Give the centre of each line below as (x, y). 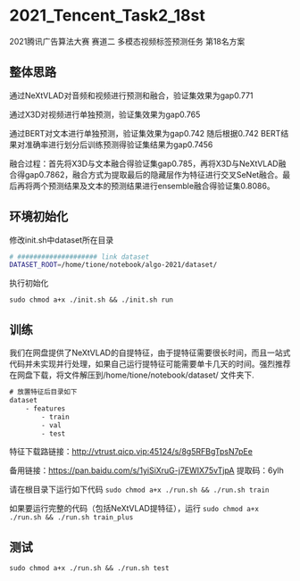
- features (46, 408)
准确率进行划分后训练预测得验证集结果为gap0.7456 (119, 145)
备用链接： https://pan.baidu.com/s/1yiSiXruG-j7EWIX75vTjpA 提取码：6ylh (146, 470)
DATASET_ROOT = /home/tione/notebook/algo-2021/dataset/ (113, 265)
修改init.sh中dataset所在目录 (62, 240)
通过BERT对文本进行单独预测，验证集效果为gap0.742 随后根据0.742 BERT (145, 133)
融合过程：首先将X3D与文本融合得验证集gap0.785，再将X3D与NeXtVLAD (144, 163)
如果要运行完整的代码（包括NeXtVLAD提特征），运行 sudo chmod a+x (134, 509)
